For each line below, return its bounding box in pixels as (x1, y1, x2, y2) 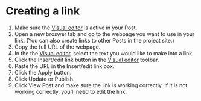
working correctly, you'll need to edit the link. (14, 88, 127, 95)
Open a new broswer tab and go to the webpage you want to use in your (14, 30, 195, 37)
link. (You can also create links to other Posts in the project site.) (14, 37, 174, 44)
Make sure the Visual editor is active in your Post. (14, 24, 138, 31)
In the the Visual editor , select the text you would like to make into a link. (14, 49, 194, 57)
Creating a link (5, 4, 80, 18)
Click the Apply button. (14, 69, 72, 76)
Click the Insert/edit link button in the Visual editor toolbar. (14, 56, 159, 63)
